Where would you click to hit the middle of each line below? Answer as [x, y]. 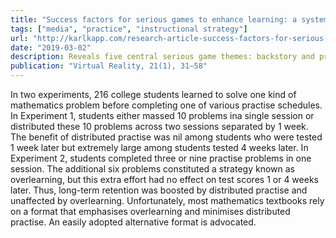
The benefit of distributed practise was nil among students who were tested [166, 137]
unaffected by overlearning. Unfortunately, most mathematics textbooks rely [167, 200]
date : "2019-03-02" [51, 47]
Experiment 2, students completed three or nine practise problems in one [161, 158]
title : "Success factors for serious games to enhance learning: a [154, 19]
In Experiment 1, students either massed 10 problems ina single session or [162, 115]
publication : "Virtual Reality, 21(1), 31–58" [109, 66]
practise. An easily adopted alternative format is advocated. [133, 222]
